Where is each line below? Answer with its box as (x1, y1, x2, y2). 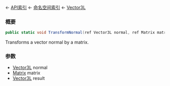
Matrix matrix (12, 70, 40, 76)
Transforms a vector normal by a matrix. (5, 39, 89, 46)
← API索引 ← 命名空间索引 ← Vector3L (5, 5, 86, 10)
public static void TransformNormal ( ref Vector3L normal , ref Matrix (5, 30, 155, 35)
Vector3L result (12, 75, 45, 81)
